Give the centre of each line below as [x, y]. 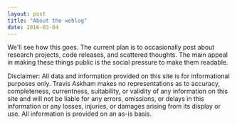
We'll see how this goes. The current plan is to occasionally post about [111, 48]
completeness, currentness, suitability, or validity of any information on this [118, 91]
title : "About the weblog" [47, 21]
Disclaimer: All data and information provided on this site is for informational [118, 76]
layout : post [27, 14]
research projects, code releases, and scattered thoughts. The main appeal [117, 55]
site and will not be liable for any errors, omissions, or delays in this [106, 99]
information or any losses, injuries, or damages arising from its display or [114, 107]
